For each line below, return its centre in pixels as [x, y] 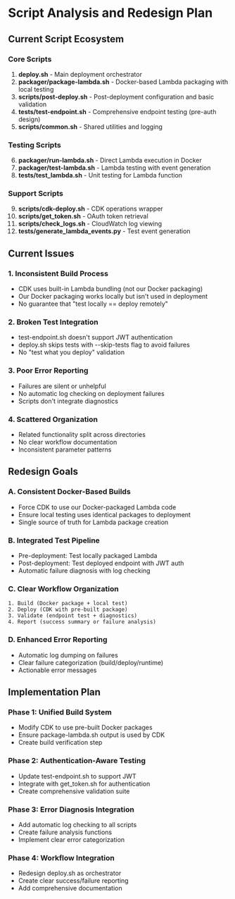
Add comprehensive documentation [70, 888]
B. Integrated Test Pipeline [54, 540]
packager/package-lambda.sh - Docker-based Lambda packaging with [123, 82]
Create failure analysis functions [65, 832]
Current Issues [41, 253]
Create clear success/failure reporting [73, 881]
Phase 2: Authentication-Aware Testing [77, 761]
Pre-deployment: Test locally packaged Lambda [88, 556]
